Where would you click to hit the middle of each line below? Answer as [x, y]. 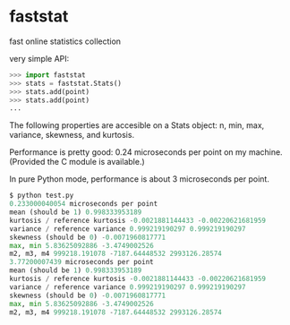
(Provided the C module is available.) [77, 162]
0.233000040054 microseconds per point [84, 204]
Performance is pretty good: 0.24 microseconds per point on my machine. [146, 152]
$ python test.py [42, 196]
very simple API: [39, 58]
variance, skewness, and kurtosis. [72, 135]
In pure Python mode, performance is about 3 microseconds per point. [140, 179]
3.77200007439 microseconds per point [81, 262]
